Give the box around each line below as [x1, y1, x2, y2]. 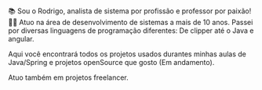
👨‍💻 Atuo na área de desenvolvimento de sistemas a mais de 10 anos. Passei [8, 18, 253, 27]
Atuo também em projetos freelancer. [8, 73, 129, 82]
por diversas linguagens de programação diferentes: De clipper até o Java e [8, 26, 254, 35]
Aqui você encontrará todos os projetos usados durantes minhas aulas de [8, 49, 247, 59]
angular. [8, 34, 35, 43]
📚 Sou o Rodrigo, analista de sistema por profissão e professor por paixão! [8, 6, 252, 16]
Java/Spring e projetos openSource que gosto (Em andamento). [8, 58, 215, 67]
